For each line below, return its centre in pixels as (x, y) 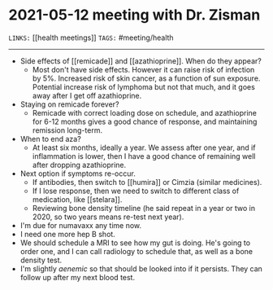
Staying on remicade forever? (69, 104)
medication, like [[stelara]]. (77, 199)
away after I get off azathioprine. (87, 95)
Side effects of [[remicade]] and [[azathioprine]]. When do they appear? (141, 61)
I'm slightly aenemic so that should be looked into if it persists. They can (141, 268)
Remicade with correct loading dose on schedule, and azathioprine (145, 112)
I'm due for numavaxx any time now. (81, 225)
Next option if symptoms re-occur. (78, 174)
